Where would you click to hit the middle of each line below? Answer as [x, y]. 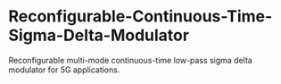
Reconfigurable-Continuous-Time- [140, 17]
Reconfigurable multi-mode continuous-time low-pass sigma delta [131, 60]
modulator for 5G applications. [64, 70]
